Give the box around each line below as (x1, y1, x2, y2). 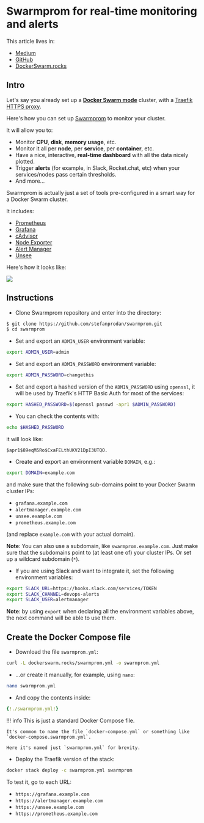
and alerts (6, 17, 59, 31)
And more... (15, 177, 45, 185)
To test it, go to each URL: (6, 778, 72, 786)
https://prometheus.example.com (15, 811, 98, 817)
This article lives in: (6, 37, 55, 45)
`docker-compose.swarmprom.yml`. (6, 734, 92, 740)
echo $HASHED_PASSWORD (6, 424, 64, 430)
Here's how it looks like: (6, 263, 67, 271)
